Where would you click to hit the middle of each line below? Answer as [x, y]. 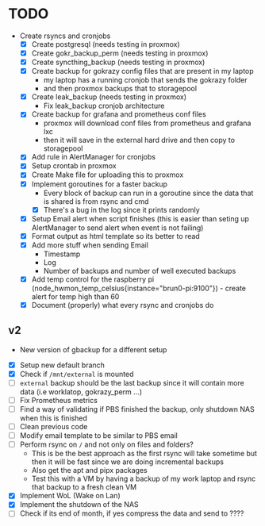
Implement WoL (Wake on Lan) [70, 496]
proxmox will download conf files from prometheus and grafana [147, 123]
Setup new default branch [62, 365]
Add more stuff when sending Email [90, 245]
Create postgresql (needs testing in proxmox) [106, 44]
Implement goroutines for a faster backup [100, 184]
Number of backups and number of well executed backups [140, 271]
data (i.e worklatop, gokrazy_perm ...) [81, 392]
